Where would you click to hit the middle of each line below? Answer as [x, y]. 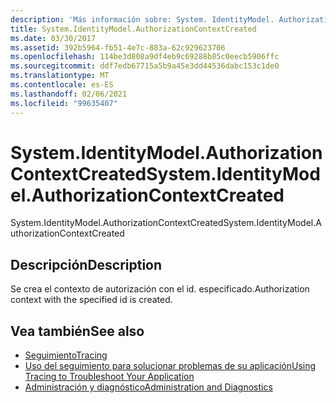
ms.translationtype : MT [60, 76]
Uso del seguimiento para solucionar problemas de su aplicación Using [170, 366]
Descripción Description [86, 264]
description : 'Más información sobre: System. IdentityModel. [142, 19]
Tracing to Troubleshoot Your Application [109, 377]
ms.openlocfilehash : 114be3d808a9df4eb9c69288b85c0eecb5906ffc [145, 57]
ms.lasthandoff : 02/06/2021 [69, 94]
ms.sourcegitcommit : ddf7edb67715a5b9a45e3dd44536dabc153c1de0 [145, 66]
